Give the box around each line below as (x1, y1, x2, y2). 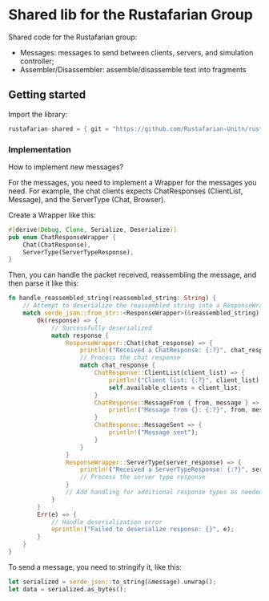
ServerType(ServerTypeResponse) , (22, 248, 134, 256)
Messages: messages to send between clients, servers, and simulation (19, 47, 254, 57)
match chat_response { (79, 361, 156, 370)
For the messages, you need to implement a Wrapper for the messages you (8, 177, 258, 187)
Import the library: (8, 109, 68, 119)
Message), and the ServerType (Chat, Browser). (8, 194, 167, 204)
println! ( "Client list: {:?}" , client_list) (108, 376, 260, 384)
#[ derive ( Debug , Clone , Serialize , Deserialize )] (8, 225, 178, 233)
